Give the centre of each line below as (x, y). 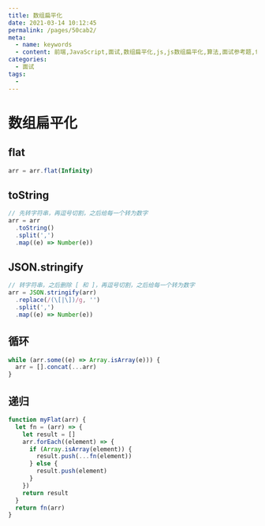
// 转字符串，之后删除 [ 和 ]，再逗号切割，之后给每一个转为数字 (102, 285)
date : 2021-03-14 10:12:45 (52, 23)
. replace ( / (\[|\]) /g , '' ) (58, 300)
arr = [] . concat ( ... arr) (56, 367)
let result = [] (49, 435)
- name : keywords (44, 45)
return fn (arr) (40, 508)
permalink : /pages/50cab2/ (52, 30)
